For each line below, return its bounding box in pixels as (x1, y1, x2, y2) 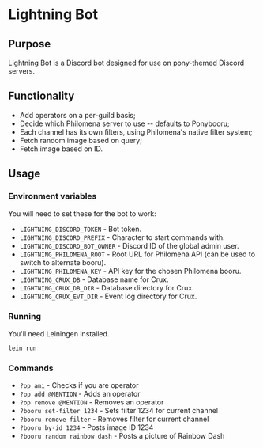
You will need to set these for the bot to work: (8, 208, 156, 218)
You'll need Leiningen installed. (8, 328, 110, 338)
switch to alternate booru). (19, 257, 107, 267)
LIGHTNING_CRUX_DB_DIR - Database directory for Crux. (19, 283, 195, 292)
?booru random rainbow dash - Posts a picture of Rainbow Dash (19, 431, 225, 441)
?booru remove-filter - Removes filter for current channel (19, 414, 209, 424)
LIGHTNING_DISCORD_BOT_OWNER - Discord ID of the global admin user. (19, 241, 239, 250)
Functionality (8, 89, 75, 103)
